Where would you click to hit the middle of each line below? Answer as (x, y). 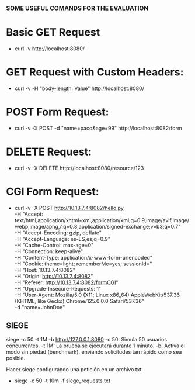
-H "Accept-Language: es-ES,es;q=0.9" (62, 239)
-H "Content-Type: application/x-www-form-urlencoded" (83, 257)
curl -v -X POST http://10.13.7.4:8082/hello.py (69, 208)
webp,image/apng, (37, 226)
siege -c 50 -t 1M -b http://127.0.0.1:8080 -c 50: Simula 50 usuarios (87, 340)
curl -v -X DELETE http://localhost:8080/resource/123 (79, 168)
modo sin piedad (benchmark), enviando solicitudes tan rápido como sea (94, 352)
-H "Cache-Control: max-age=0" (54, 245)
